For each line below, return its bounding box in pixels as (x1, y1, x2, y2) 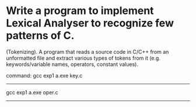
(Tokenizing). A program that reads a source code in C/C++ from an (6, 48, 169, 55)
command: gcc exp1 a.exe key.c (6, 72, 83, 79)
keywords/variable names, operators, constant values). (6, 60, 139, 68)
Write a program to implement (6, 4, 154, 18)
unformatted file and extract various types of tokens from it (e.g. (6, 54, 160, 61)
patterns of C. (6, 29, 75, 42)
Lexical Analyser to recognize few (6, 16, 174, 30)
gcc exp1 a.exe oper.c (6, 89, 58, 96)
